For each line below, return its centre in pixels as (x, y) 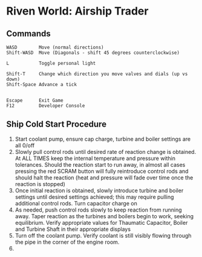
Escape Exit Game (35, 101)
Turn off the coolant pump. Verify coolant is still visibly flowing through (103, 235)
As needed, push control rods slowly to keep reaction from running (98, 210)
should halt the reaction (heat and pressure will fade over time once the (104, 178)
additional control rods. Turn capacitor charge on (76, 203)
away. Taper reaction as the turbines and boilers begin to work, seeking (104, 216)
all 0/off (25, 145)
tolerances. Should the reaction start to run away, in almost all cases (100, 164)
